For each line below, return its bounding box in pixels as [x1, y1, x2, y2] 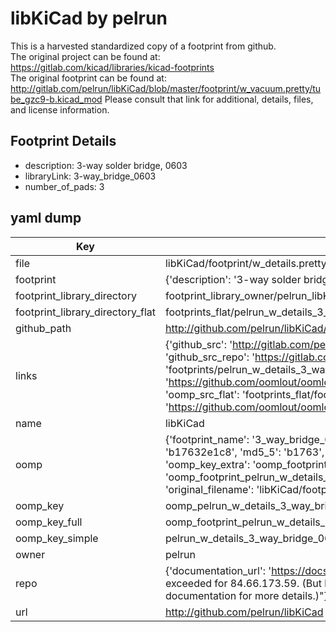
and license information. [10, 103, 110, 116]
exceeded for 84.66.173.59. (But [164, 576, 322, 590]
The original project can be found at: [10, 50, 161, 62]
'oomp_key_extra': [164, 457, 251, 471]
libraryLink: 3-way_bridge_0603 [24, 170, 157, 182]
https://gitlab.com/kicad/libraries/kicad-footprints [10, 61, 215, 73]
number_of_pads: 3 [24, 180, 105, 192]
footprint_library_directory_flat [15, 305, 156, 319]
